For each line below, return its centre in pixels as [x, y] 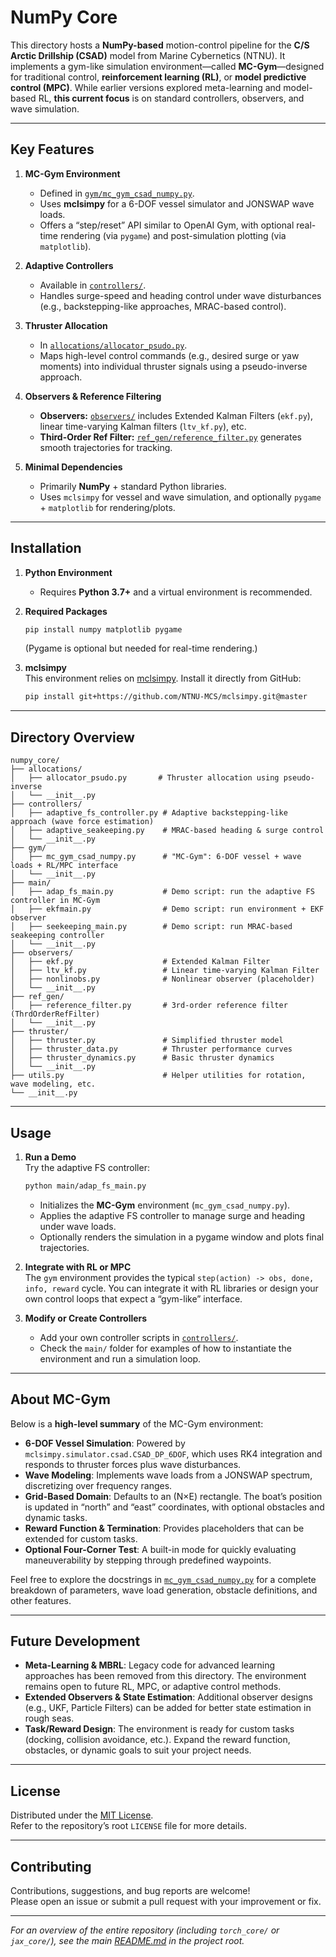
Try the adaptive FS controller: [87, 1167]
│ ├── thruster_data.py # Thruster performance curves [151, 1049]
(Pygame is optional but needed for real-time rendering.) [141, 648]
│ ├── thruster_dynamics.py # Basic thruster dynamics [142, 1058]
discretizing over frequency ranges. [98, 1485]
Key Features [52, 149]
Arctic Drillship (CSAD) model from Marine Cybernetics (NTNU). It [148, 55]
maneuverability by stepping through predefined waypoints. [148, 1560]
